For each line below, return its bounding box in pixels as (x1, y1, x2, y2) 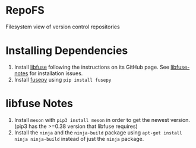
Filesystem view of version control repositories (5, 23, 120, 30)
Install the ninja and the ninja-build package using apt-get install (14, 128, 182, 136)
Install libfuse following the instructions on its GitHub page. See (14, 63, 170, 70)
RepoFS (5, 4, 45, 17)
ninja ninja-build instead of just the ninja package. (14, 135, 144, 142)
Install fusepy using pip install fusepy (14, 76, 112, 83)
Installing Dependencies (5, 44, 128, 57)
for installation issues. (29, 69, 83, 77)
